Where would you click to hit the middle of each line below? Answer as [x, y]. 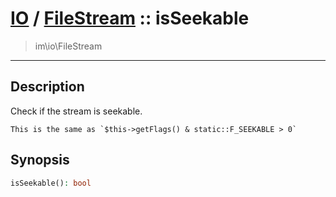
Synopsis [40, 160]
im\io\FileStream [68, 46]
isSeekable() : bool [51, 183]
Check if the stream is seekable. [76, 111]
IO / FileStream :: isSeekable [130, 18]
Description [47, 87]
